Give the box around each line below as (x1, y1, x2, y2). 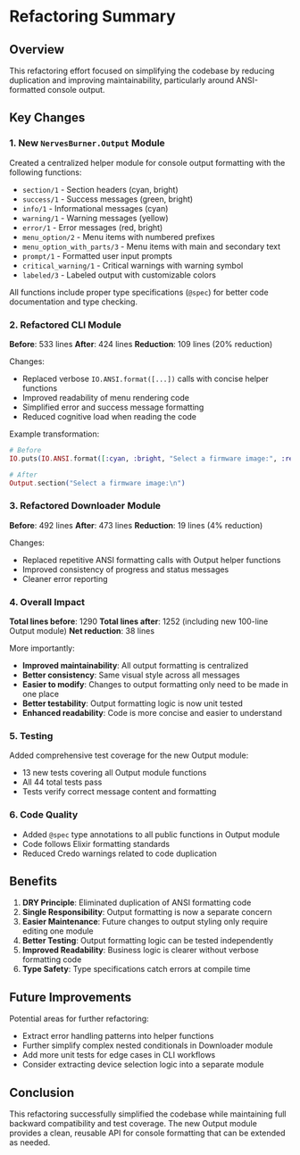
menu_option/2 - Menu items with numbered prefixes (21, 231, 216, 242)
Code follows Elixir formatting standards (21, 838, 171, 849)
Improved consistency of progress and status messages (21, 564, 229, 575)
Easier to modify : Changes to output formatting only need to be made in (21, 679, 288, 690)
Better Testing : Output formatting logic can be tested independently (21, 935, 274, 946)
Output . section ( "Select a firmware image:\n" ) (9, 478, 186, 487)
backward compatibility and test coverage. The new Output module (9, 1118, 257, 1129)
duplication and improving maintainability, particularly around (9, 75, 235, 86)
